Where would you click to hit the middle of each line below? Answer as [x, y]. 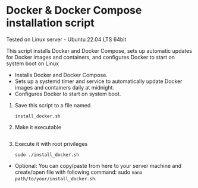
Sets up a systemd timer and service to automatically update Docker [98, 81]
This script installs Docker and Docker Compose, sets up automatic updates [99, 50]
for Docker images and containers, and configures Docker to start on [91, 57]
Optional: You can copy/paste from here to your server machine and [98, 165]
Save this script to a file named [53, 105]
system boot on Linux [33, 63]
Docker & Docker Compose [74, 10]
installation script [51, 23]
